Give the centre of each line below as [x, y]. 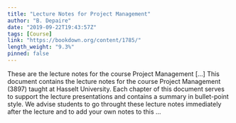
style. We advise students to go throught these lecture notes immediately [114, 104]
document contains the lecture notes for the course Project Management [114, 81]
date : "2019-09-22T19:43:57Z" [52, 27]
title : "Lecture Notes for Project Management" [79, 14]
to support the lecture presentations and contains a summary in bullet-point [118, 96]
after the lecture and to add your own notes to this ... [84, 112]
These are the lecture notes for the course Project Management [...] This [114, 74]
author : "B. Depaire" [39, 21]
